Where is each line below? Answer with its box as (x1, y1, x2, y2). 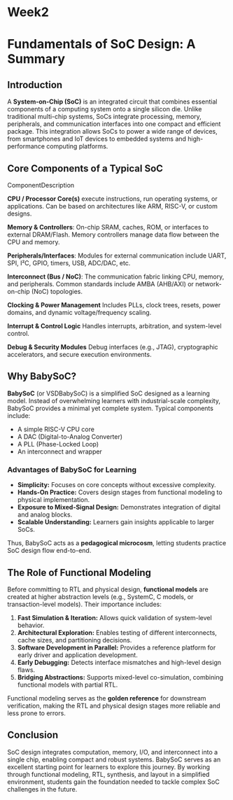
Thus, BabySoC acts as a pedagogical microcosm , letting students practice (7, 539, 227, 547)
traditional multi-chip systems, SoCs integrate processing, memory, (7, 113, 202, 121)
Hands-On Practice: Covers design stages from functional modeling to (17, 488, 223, 497)
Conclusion (7, 729, 59, 741)
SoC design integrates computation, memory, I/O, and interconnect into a (7, 748, 218, 756)
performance (7, 142, 45, 150)
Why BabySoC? (7, 370, 77, 382)
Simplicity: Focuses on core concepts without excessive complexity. (17, 481, 216, 489)
